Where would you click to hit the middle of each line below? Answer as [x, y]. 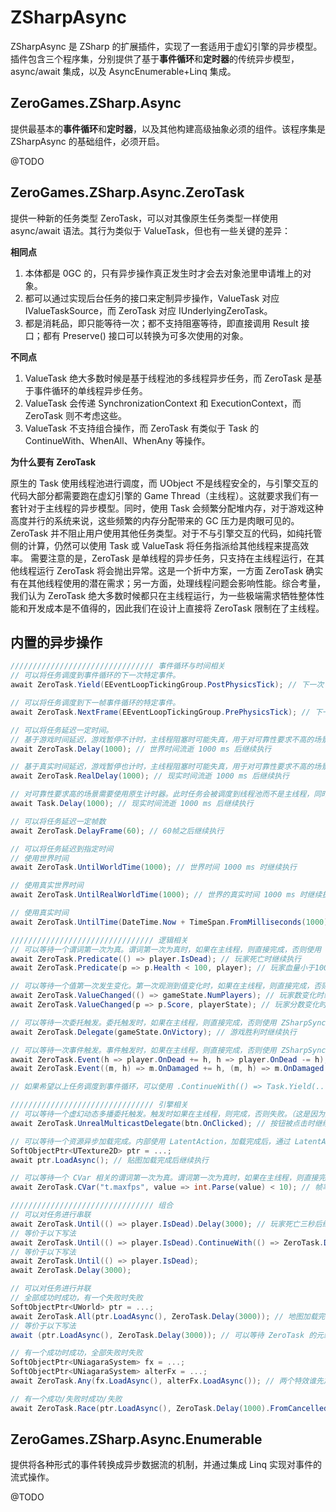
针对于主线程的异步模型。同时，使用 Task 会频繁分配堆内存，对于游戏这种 [171, 508]
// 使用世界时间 [39, 858]
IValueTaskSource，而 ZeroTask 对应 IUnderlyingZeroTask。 [148, 310]
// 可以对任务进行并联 [51, 1289]
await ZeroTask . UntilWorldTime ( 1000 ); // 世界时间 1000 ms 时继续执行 [153, 867]
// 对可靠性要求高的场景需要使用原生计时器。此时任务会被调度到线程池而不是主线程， [162, 794]
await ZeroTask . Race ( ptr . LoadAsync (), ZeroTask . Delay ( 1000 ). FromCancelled [169, 1408]
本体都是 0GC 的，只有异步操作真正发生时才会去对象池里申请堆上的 [163, 273]
